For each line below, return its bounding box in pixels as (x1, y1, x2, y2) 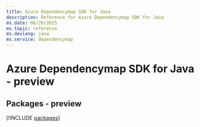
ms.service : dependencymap (6, 36, 73, 42)
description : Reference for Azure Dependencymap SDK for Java (6, 14, 164, 20)
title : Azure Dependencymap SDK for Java (6, 8, 111, 15)
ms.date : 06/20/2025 (6, 20, 58, 26)
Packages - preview (6, 98, 82, 109)
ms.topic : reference (6, 25, 58, 32)
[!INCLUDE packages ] (6, 114, 60, 121)
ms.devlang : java (6, 31, 50, 37)
